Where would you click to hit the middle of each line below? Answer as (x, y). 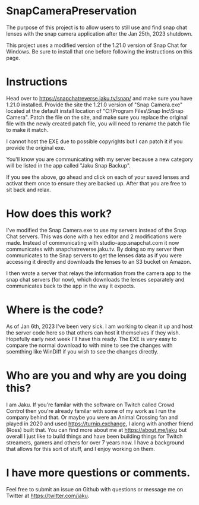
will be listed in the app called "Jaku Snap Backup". (68, 165)
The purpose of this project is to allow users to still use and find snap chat (97, 27)
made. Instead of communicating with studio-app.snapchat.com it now (93, 242)
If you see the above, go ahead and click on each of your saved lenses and (98, 177)
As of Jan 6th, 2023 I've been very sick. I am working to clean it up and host (99, 326)
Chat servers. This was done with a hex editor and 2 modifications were (94, 236)
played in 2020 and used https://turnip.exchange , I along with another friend (100, 424)
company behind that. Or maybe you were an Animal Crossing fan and (92, 417)
